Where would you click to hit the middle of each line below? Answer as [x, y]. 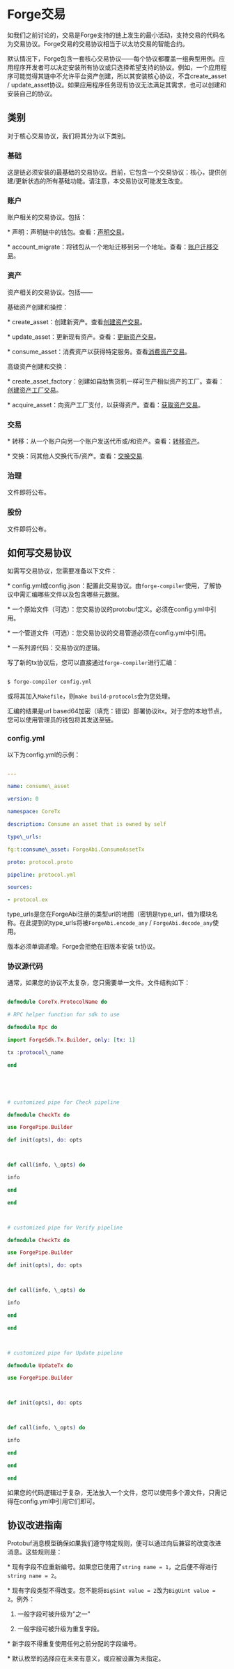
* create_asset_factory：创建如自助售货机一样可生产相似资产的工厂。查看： [116, 381]
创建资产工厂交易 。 [35, 390]
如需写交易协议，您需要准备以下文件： [62, 571]
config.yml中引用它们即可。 [59, 1501]
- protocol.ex [28, 900]
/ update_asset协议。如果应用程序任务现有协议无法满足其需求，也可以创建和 [117, 85]
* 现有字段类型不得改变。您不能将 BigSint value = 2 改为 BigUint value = [111, 1591]
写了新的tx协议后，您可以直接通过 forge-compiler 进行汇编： [93, 663]
